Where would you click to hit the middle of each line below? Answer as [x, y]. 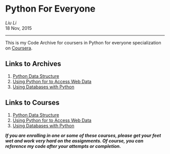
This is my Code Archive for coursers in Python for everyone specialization [83, 42]
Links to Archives [33, 64]
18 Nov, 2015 [18, 28]
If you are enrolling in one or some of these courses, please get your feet [83, 135]
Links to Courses [32, 103]
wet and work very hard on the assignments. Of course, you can [74, 141]
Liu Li [11, 23]
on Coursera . [19, 48]
